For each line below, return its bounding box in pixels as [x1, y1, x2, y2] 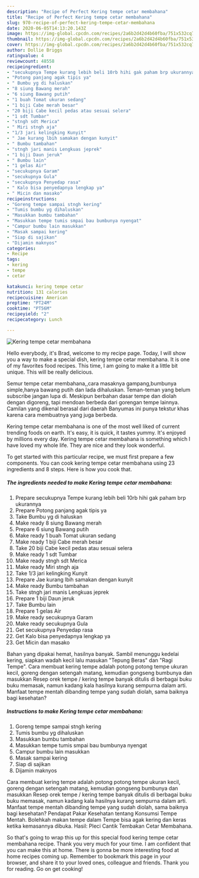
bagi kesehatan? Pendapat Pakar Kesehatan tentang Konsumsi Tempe [6, 809, 177, 817]
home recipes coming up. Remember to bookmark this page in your [6, 853, 171, 860]
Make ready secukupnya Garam [15, 613, 93, 620]
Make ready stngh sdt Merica [15, 557, 87, 564]
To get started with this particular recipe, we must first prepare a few [6, 453, 174, 460]
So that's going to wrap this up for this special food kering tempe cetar [6, 834, 179, 841]
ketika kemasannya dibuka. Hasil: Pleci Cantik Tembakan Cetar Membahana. [6, 822, 193, 829]
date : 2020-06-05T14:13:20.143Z [6, 25, 86, 31]
